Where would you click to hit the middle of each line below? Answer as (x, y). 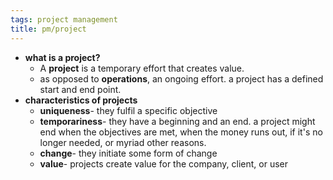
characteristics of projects (81, 100)
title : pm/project (48, 29)
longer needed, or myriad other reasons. (123, 142)
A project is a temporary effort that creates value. (142, 68)
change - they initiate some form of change (128, 153)
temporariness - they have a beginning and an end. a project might (177, 121)
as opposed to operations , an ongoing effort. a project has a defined (181, 78)
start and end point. (80, 89)
